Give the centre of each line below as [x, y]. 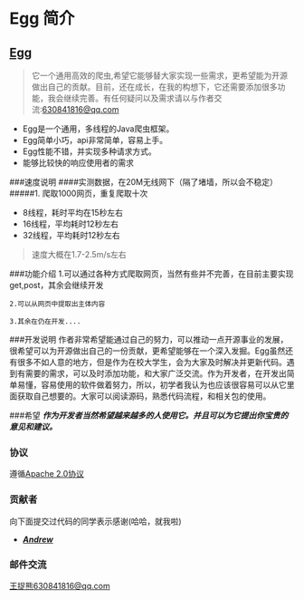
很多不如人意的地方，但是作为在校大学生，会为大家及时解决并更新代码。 [152, 362]
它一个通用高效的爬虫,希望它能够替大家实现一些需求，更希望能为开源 [159, 75]
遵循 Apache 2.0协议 [47, 474]
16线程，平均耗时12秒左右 [71, 224]
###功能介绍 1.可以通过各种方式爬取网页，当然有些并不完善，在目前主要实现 [152, 274]
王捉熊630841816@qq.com [60, 585]
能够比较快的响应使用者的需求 [78, 163]
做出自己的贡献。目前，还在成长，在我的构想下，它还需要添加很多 [154, 87]
